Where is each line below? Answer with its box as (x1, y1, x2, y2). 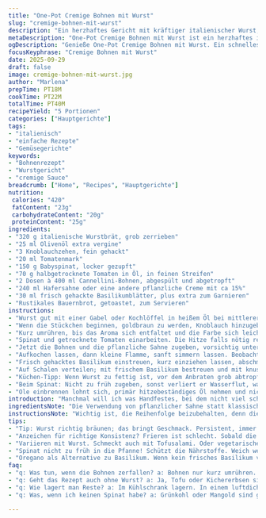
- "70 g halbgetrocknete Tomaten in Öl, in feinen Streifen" (8, 270, 215, 278)
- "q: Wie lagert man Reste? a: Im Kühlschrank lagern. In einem (8, 483, 228, 492)
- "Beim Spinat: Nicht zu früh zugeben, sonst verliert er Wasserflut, (8, 380, 249, 389)
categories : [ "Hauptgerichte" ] (8, 115, 112, 123)
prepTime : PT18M (8, 85, 62, 94)
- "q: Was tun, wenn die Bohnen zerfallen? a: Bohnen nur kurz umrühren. (8, 469, 257, 477)
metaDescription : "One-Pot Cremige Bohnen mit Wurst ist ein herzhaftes (8, 33, 253, 42)
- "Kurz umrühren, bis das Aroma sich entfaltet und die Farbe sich (8, 328, 239, 337)
